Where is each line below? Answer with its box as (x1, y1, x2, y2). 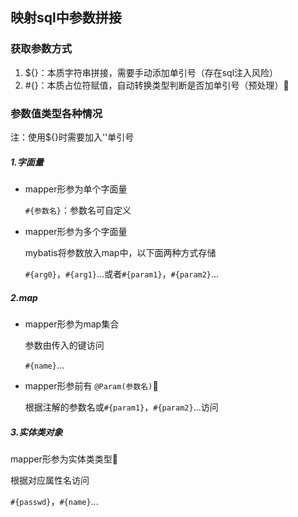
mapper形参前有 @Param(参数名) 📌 (24, 379, 159, 392)
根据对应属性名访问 (10, 474, 90, 486)
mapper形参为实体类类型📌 (10, 453, 118, 465)
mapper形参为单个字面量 (24, 183, 128, 195)
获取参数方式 (10, 42, 73, 56)
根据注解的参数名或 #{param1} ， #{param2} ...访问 (24, 401, 219, 413)
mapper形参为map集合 (24, 318, 120, 330)
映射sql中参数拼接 (10, 9, 122, 27)
